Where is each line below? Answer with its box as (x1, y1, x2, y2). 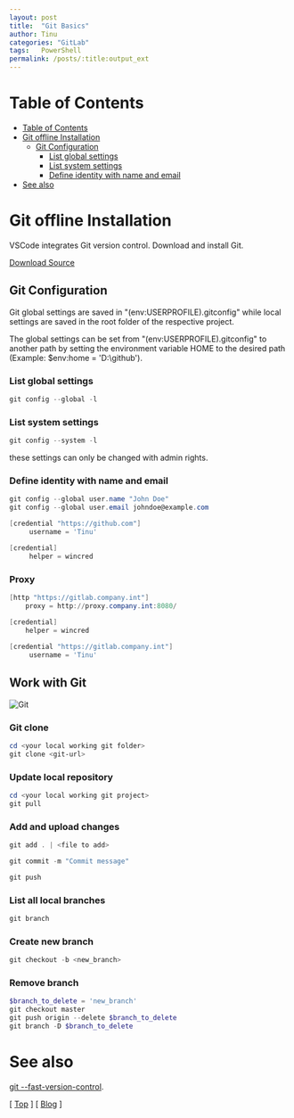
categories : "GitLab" (9, 37, 90, 47)
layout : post (9, 12, 58, 22)
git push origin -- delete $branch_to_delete (9, 1014, 177, 1023)
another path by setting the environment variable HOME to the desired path (9, 342, 286, 353)
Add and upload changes (9, 820, 120, 833)
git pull (9, 800, 42, 809)
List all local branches (9, 893, 106, 906)
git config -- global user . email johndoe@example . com (9, 503, 209, 513)
